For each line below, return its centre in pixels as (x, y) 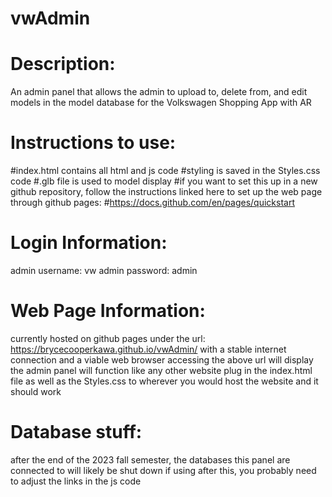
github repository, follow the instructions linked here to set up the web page (166, 192)
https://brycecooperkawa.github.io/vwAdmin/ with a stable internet (148, 349)
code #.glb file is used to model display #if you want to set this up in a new (164, 181)
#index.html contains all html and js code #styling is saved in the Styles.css (165, 171)
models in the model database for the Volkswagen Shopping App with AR (161, 103)
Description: (63, 64)
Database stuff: (76, 432)
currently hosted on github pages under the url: (108, 338)
